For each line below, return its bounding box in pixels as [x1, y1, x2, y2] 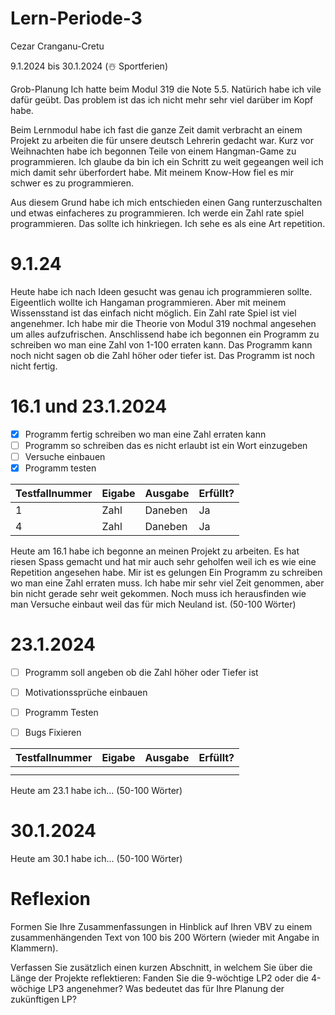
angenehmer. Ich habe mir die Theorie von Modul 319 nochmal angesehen [10, 317, 317, 329]
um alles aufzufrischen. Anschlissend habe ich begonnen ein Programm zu [10, 328, 320, 340]
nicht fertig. [10, 360, 58, 372]
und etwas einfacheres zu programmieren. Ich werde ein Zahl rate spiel [10, 207, 305, 219]
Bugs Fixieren [24, 727, 82, 739]
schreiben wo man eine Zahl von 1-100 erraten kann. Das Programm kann [10, 338, 313, 351]
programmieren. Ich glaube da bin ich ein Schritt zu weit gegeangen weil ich [10, 155, 324, 167]
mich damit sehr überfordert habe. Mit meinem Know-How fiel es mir [10, 166, 294, 178]
